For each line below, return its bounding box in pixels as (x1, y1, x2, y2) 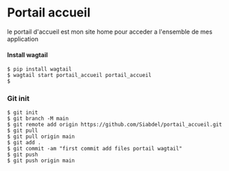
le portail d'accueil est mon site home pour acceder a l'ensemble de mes (7, 27, 213, 36)
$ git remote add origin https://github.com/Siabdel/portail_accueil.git (7, 122, 223, 128)
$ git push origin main (7, 157, 75, 164)
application (7, 34, 39, 43)
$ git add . (7, 139, 41, 146)
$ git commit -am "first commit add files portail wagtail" (7, 146, 183, 152)
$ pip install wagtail (7, 66, 72, 73)
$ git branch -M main (7, 115, 69, 122)
